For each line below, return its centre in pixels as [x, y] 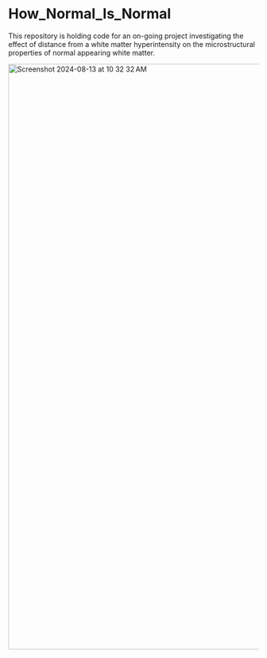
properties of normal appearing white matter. [81, 52]
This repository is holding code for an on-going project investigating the [126, 36]
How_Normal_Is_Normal [90, 14]
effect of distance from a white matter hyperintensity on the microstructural [132, 44]
